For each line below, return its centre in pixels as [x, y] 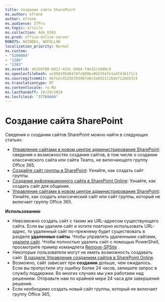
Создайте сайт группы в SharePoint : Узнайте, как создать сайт [78, 170]
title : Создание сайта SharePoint [41, 10]
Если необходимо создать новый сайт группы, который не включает [85, 289]
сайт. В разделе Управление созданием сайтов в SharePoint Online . [83, 258]
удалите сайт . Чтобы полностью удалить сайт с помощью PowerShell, [86, 242]
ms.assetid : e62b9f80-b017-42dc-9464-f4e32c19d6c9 [58, 69]
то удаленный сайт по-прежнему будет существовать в [86, 232]
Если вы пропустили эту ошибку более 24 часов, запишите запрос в [85, 268]
